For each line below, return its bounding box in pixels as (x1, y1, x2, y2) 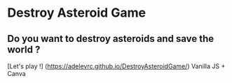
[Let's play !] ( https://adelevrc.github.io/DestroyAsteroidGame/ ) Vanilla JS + (7, 62, 226, 70)
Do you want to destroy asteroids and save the (7, 33, 214, 45)
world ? (7, 43, 41, 55)
